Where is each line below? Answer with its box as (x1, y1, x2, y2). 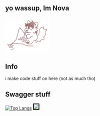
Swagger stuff (5, 90, 51, 98)
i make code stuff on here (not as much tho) (5, 75, 96, 81)
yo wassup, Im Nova (5, 4, 69, 12)
